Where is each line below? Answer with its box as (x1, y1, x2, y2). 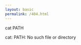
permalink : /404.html (5, 12, 49, 16)
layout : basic (5, 7, 34, 12)
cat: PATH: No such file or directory (5, 34, 77, 40)
